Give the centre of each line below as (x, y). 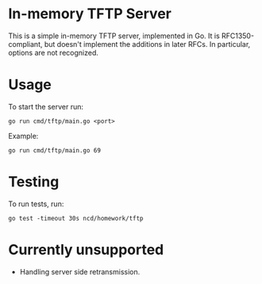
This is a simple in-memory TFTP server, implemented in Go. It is (114, 36)
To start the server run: (46, 106)
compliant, (25, 44)
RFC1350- (238, 36)
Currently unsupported (86, 250)
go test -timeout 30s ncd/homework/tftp (76, 218)
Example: (23, 136)
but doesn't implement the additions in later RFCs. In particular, (147, 44)
